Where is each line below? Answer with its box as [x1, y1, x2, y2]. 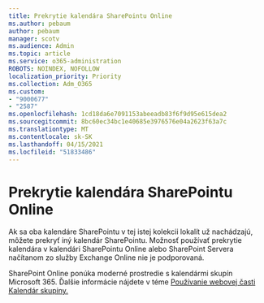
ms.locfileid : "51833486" [8, 148, 96, 156]
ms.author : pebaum [8, 19, 71, 28]
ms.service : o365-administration [8, 58, 122, 66]
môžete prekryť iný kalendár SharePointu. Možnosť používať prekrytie [8, 236, 242, 245]
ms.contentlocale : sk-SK [8, 132, 93, 141]
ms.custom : [8, 87, 45, 96]
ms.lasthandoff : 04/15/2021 [8, 140, 104, 149]
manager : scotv [8, 34, 60, 43]
